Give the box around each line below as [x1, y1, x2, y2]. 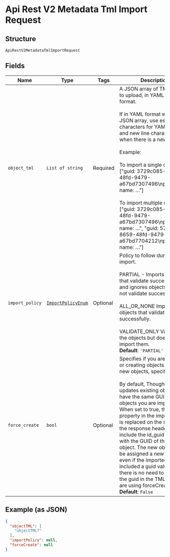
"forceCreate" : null [10, 542, 53, 547]
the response [119, 425, 151, 432]
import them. [119, 341, 150, 348]
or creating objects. [119, 361, 166, 368]
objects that [119, 309, 148, 316]
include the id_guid [119, 431, 164, 438]
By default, [119, 380, 145, 387]
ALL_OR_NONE [119, 303, 155, 310]
